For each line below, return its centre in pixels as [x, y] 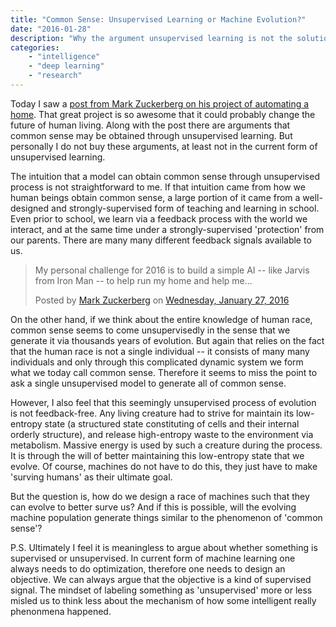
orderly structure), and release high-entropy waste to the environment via [162, 434]
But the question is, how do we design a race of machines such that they [160, 496]
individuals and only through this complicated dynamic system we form [157, 362]
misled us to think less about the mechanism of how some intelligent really [163, 600]
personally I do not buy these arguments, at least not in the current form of [164, 146]
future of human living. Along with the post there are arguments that [150, 125]
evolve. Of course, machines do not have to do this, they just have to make [164, 466]
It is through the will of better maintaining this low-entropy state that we [157, 455]
